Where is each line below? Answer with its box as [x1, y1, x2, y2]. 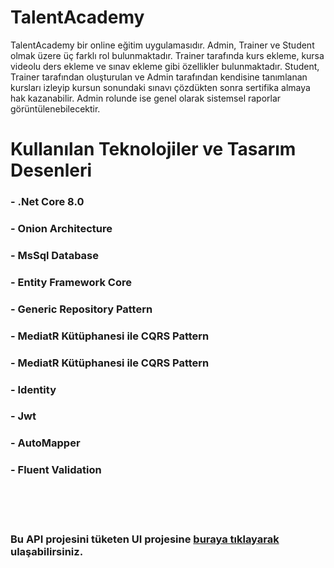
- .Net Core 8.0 [10, 195, 85, 209]
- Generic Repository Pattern [10, 302, 153, 316]
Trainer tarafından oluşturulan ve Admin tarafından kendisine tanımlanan [10, 71, 308, 83]
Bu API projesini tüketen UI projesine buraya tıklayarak [10, 532, 280, 546]
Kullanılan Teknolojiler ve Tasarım [10, 138, 297, 161]
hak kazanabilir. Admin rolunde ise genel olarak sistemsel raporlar [10, 92, 282, 104]
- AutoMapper [10, 436, 81, 450]
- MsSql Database [10, 248, 100, 262]
